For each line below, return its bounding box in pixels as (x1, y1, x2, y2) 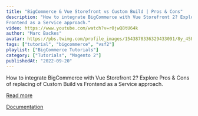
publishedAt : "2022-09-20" (6, 58, 72, 64)
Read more (6, 92, 33, 99)
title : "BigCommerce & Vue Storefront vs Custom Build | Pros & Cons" (6, 8, 183, 15)
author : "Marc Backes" (6, 31, 62, 37)
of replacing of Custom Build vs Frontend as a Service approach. (6, 80, 163, 87)
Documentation (6, 103, 44, 110)
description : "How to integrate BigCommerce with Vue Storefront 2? (6, 14, 178, 20)
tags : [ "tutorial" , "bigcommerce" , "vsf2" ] (6, 42, 115, 48)
